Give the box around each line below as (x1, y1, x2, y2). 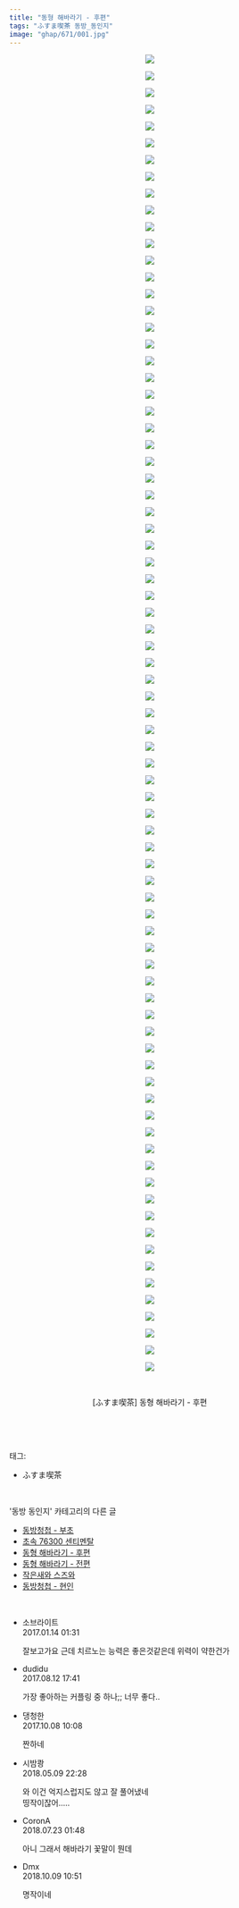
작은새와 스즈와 (21, 1570, 76, 1581)
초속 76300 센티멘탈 (21, 1536, 95, 1547)
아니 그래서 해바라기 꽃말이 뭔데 (21, 1844, 132, 1854)
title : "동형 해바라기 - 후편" (9, 13, 111, 22)
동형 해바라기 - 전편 (21, 1558, 91, 1569)
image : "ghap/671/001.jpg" (9, 30, 110, 38)
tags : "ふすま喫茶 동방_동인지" (9, 21, 113, 30)
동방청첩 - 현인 (21, 1581, 74, 1591)
